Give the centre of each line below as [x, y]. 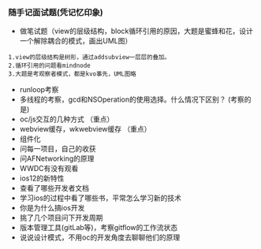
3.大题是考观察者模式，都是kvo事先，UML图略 [72, 74]
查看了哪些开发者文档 [54, 188]
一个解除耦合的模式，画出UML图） [76, 41]
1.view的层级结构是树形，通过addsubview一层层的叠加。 [89, 58]
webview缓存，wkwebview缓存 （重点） [85, 129]
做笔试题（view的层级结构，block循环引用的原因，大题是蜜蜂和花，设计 [136, 31]
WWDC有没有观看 [49, 169]
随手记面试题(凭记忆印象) [56, 12]
